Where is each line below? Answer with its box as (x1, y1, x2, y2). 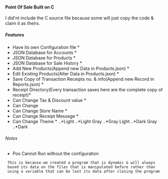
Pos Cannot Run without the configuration (12, 151, 99, 157)
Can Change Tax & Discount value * (12, 97, 86, 103)
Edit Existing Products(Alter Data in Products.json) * (12, 71, 119, 77)
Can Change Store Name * (12, 108, 67, 114)
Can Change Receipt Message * (12, 113, 79, 119)
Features (5, 31, 24, 37)
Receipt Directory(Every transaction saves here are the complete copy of (12, 87, 163, 93)
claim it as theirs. (5, 20, 40, 26)
